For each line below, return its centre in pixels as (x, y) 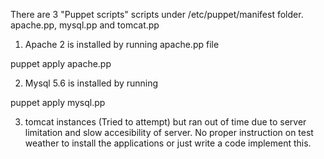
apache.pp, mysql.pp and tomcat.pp (85, 25)
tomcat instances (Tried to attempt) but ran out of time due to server (165, 122)
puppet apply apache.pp (61, 63)
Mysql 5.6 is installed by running (91, 83)
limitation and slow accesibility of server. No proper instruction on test (169, 132)
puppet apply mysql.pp (58, 102)
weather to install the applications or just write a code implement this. (168, 143)
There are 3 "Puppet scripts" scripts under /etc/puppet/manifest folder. (157, 14)
